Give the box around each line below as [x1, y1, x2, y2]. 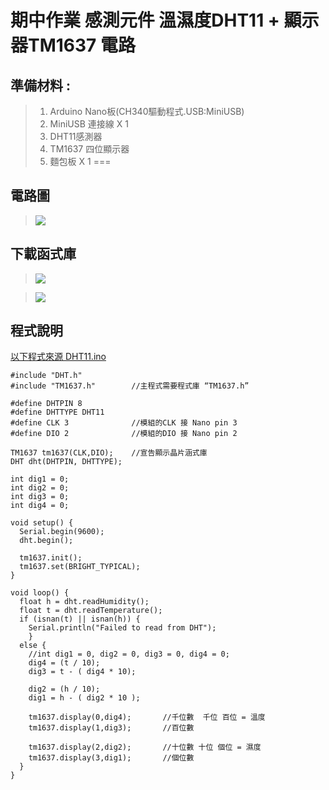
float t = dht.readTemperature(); [19, 606, 163, 616]
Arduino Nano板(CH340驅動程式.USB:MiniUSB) [49, 106, 245, 117]
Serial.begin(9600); [19, 527, 105, 537]
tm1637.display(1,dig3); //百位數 [28, 723, 195, 733]
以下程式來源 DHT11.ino [10, 351, 107, 363]
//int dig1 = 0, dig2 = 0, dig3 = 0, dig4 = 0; [28, 649, 230, 660]
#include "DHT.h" [10, 371, 83, 381]
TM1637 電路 [28, 34, 137, 57]
